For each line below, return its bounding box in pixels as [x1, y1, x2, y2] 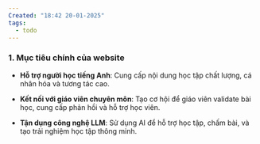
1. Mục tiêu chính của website [8, 52, 125, 63]
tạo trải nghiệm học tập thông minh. [19, 126, 138, 135]
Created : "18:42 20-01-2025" [8, 11, 105, 20]
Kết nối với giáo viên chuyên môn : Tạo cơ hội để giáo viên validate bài [19, 94, 252, 104]
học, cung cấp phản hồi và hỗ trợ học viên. [19, 102, 161, 112]
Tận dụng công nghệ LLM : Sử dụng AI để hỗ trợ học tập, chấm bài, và [19, 118, 250, 127]
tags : [8, 19, 26, 27]
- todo [15, 26, 37, 34]
